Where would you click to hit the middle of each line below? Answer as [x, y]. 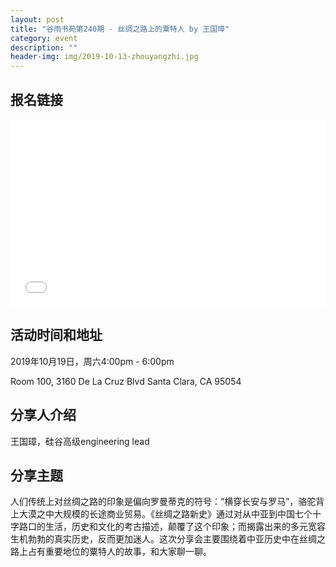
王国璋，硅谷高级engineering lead [80, 441]
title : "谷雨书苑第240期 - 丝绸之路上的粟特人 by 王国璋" [120, 29]
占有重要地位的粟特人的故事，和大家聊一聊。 [119, 552]
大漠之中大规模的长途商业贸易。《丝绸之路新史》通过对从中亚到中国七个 [165, 514]
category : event [44, 38]
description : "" [44, 47]
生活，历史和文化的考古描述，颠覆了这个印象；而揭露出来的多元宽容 [185, 527]
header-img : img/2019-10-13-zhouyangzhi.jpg [104, 57]
